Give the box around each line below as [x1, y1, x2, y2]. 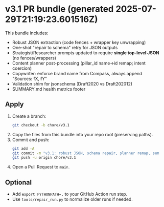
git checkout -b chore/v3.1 [12, 123, 70, 127]
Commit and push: [12, 137, 50, 143]
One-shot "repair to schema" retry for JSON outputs [12, 44, 118, 50]
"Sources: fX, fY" [12, 76, 47, 82]
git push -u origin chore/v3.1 [12, 155, 76, 160]
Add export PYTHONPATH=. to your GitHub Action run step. [12, 191, 127, 197]
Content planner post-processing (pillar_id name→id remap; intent [12, 60, 146, 66]
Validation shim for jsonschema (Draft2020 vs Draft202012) [12, 81, 133, 86]
